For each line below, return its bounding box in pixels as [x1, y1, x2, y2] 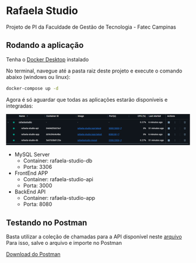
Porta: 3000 [23, 182, 52, 189]
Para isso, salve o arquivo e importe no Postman [6, 240, 123, 247]
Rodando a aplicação [6, 40, 84, 50]
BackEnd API [14, 188, 46, 195]
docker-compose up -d [6, 85, 59, 91]
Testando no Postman [6, 217, 87, 227]
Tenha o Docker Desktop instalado [6, 56, 89, 63]
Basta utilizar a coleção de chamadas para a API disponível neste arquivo [6, 233, 182, 240]
